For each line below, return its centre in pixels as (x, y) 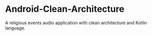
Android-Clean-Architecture (65, 9)
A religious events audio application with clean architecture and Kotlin (76, 23)
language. (15, 28)
